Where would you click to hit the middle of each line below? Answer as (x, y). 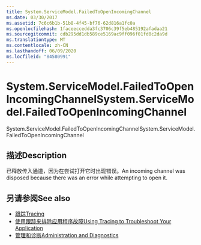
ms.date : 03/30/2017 (32, 17)
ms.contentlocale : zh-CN (37, 46)
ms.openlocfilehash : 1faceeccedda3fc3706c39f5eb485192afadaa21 (87, 29)
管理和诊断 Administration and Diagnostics (67, 235)
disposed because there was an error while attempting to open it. (87, 178)
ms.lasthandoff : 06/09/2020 (41, 51)
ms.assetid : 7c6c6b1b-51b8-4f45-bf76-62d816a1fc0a (71, 23)
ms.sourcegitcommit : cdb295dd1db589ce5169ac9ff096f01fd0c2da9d (87, 34)
